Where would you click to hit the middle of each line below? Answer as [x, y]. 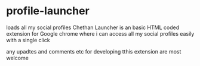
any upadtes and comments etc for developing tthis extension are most [94, 51]
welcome [17, 58]
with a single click [28, 40]
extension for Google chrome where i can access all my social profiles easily [100, 33]
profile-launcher [48, 11]
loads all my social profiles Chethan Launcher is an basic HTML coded [93, 27]
